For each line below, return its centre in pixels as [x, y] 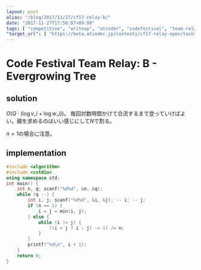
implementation [36, 153]
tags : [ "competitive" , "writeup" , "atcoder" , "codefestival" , [87, 28]
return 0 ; [29, 256]
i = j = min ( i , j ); [62, 211]
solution [22, 98]
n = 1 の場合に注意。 [31, 134]
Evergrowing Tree [51, 76]
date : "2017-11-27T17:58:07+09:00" [51, 23]
